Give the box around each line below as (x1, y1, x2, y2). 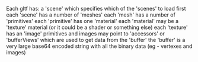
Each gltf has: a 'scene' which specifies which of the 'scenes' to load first (6, 5, 186, 12)
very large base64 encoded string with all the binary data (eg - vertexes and (6, 43, 193, 50)
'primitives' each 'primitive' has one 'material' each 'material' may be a (6, 18, 179, 24)
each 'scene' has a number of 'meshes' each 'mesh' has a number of (6, 11, 176, 18)
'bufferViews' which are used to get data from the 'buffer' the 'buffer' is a (6, 37, 186, 43)
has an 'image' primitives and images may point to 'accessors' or (6, 30, 165, 37)
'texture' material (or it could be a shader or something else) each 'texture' (6, 24, 188, 31)
